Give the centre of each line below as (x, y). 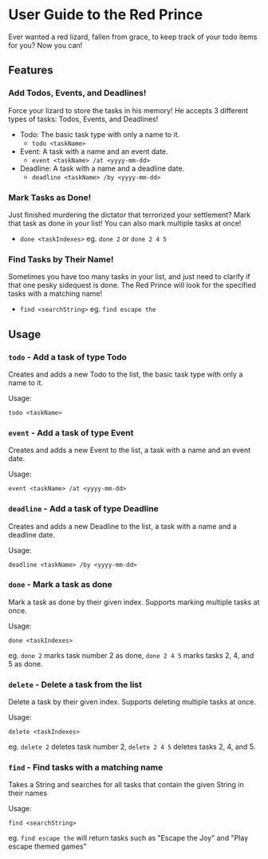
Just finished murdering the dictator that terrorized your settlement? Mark (130, 215)
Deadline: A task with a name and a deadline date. (102, 168)
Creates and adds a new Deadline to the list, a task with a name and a (122, 526)
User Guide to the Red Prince (106, 15)
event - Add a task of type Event (71, 432)
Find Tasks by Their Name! (61, 259)
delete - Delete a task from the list (75, 684)
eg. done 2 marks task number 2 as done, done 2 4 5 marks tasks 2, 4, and (131, 655)
